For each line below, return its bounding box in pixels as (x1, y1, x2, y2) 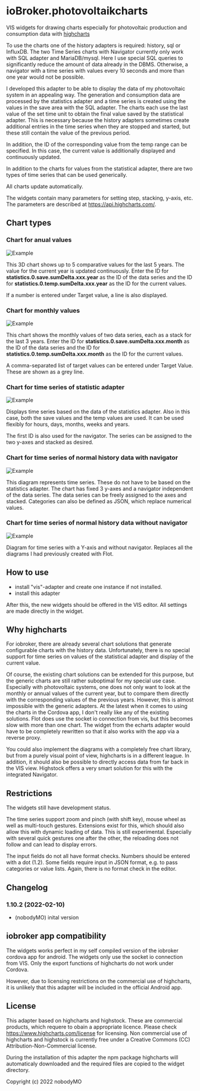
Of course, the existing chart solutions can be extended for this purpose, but (6, 671, 194, 678)
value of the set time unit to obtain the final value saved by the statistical (6, 110, 184, 117)
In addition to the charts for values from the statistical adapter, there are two (6, 165, 193, 172)
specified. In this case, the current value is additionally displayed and (6, 147, 176, 154)
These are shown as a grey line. (6, 368, 85, 375)
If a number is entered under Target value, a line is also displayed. (6, 291, 168, 298)
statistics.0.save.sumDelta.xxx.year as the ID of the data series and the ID (6, 273, 192, 280)
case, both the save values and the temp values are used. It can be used (6, 414, 184, 422)
